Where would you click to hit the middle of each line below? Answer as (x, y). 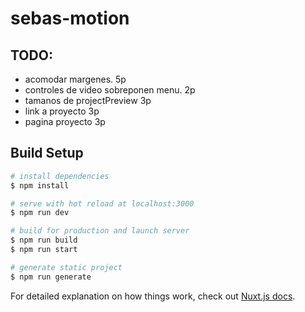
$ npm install (40, 185)
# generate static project (66, 267)
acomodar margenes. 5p (75, 79)
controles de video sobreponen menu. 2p (110, 90)
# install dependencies (60, 176)
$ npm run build (44, 240)
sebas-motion (70, 18)
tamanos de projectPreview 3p (88, 100)
